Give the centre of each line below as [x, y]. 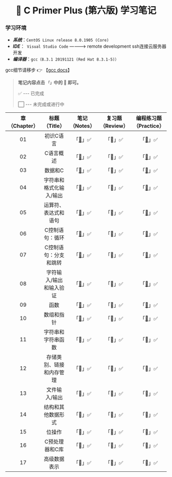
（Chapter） [23, 126]
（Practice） [149, 126]
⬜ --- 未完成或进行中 [41, 104]
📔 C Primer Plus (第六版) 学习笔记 [86, 11]
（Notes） [82, 126]
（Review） [114, 126]
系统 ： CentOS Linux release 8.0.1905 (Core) [61, 40]
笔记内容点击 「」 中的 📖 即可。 [49, 83]
